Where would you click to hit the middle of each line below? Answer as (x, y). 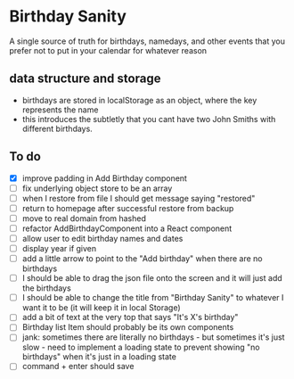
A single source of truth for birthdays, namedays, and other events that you (147, 41)
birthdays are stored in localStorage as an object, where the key (139, 100)
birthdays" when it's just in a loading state (99, 357)
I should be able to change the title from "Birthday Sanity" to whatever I (153, 298)
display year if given (59, 248)
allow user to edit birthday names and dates (102, 238)
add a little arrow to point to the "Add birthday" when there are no (142, 259)
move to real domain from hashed (84, 218)
